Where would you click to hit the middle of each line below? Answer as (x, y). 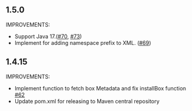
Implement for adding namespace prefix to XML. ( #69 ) (83, 42)
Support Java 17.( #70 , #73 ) (48, 36)
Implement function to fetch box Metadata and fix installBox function (100, 88)
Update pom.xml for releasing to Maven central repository (87, 101)
